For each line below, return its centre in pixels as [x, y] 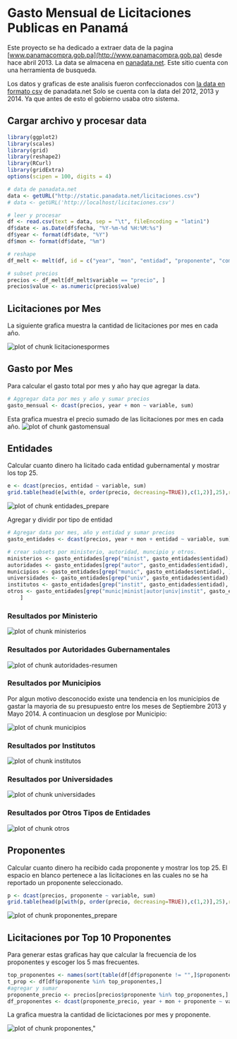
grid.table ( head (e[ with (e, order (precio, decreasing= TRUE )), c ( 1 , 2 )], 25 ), [118, 493]
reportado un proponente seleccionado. [65, 882]
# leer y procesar [34, 215]
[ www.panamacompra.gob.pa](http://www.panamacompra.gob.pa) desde [115, 55]
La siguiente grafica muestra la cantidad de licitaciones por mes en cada [113, 325]
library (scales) [31, 144]
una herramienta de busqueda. [52, 70]
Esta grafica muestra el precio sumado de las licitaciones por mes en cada [116, 419]
